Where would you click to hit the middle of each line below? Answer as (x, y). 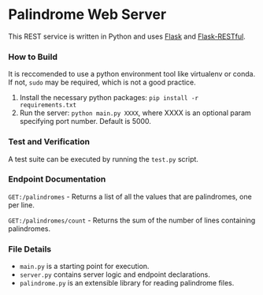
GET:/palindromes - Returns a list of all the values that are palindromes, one (130, 196)
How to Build (33, 57)
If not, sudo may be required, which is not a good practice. (102, 82)
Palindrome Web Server (87, 15)
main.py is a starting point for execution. (84, 267)
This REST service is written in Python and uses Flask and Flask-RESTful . (127, 36)
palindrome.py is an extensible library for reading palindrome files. (127, 283)
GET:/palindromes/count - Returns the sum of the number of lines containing (132, 220)
